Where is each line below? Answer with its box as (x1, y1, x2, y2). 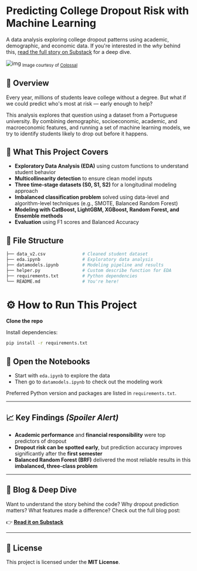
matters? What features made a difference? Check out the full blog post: (6, 507, 181, 514)
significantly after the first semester (14, 450, 103, 457)
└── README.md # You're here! (6, 278, 119, 284)
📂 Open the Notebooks (6, 356, 90, 366)
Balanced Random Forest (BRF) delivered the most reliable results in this (14, 456, 191, 463)
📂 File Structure (6, 236, 64, 246)
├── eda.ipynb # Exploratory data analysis (6, 257, 154, 263)
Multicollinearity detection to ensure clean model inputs (14, 175, 152, 182)
